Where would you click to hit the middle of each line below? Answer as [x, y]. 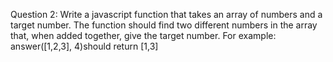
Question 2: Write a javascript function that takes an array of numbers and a [166, 14]
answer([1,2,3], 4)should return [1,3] [84, 46]
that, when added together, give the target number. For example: [143, 35]
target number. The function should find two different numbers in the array [164, 25]
